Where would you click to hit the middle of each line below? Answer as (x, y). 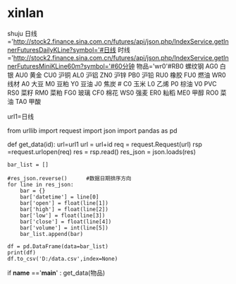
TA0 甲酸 (28, 101)
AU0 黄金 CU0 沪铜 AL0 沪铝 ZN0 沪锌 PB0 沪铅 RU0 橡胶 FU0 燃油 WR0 (121, 75)
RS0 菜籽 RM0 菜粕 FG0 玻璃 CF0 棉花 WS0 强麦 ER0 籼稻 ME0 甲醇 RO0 (113, 93)
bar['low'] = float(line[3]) (63, 215)
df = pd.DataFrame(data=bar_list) (58, 246)
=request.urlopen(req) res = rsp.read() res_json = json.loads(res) (101, 152)
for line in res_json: (41, 184)
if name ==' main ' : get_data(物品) (56, 273)
